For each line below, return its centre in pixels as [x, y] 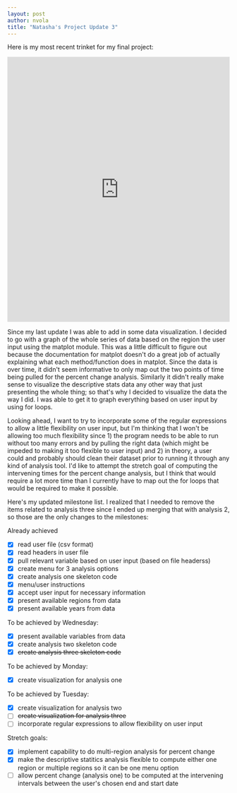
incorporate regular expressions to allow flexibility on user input [110, 724]
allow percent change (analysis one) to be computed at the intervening [120, 775]
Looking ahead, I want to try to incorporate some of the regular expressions [117, 421]
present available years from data [66, 608]
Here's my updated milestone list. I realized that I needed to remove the [111, 502]
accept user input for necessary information [81, 592]
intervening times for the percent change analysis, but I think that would [112, 474]
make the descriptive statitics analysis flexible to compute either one [117, 760]
